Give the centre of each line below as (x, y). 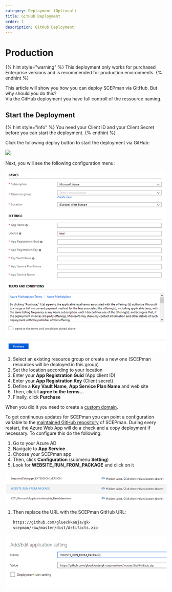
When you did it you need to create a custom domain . (62, 407)
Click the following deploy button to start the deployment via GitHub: (78, 143)
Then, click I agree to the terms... (48, 392)
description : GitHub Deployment (40, 27)
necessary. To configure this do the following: (53, 433)
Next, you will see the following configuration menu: (60, 163)
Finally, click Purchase (37, 397)
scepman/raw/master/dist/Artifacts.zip (55, 527)
